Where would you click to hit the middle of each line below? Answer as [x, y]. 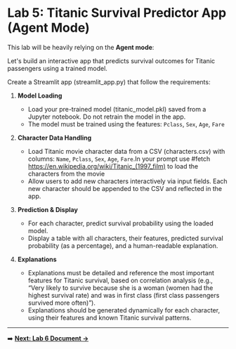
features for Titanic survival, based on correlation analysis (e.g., [120, 280]
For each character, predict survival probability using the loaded [121, 223]
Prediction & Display [48, 209]
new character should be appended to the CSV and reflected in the [125, 188]
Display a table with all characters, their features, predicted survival [125, 238]
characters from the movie [66, 173]
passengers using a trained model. [57, 68]
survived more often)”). [62, 303]
